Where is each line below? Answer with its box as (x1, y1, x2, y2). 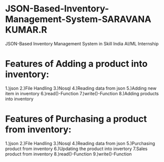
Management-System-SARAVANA (5, 13, 151, 25)
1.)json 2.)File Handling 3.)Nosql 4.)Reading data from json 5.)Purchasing (5, 140, 155, 146)
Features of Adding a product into (5, 58, 148, 70)
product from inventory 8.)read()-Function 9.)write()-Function (5, 151, 132, 157)
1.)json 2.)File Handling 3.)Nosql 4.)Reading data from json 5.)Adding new (5, 85, 156, 91)
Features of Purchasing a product (5, 113, 147, 125)
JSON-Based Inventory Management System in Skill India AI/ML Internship (5, 40, 159, 46)
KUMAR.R (5, 24, 47, 35)
